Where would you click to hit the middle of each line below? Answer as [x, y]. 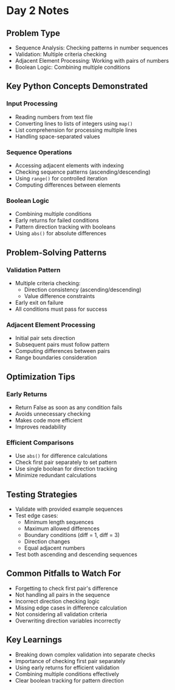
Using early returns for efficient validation [67, 667]
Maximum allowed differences [62, 528]
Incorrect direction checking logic [57, 601]
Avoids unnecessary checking [53, 414]
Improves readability [41, 427]
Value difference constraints [60, 296]
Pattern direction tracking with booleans [65, 227]
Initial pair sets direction [45, 338]
